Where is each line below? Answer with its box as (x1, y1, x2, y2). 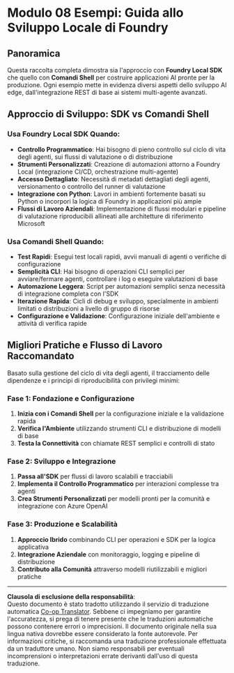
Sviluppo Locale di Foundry (7, 20, 169, 36)
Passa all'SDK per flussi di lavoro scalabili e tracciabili (17, 472, 173, 481)
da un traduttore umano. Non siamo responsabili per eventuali (7, 644, 185, 653)
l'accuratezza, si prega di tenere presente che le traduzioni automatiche (7, 614, 214, 623)
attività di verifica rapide (17, 319, 87, 327)
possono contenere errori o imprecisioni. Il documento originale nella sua (7, 622, 217, 630)
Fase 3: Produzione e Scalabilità (7, 520, 118, 529)
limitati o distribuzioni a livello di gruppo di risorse (17, 304, 160, 312)
